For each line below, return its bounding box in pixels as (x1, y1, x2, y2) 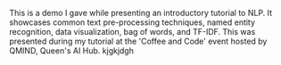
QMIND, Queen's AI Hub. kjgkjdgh (9, 45, 134, 56)
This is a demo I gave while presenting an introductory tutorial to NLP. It (9, 8, 273, 18)
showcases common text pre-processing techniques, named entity (9, 17, 256, 28)
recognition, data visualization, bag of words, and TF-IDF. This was (9, 27, 256, 37)
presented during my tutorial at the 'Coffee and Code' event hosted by (9, 36, 268, 46)
